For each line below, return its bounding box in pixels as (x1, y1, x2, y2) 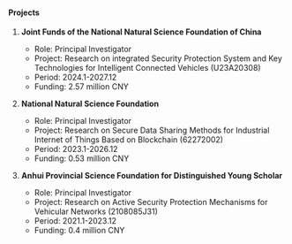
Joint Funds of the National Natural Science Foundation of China (20, 27, 262, 37)
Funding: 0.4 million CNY (34, 225, 125, 236)
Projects (8, 7, 41, 18)
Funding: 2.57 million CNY (34, 81, 129, 92)
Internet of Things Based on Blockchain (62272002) (34, 134, 224, 145)
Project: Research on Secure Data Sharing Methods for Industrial (34, 125, 270, 136)
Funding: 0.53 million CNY (34, 153, 130, 164)
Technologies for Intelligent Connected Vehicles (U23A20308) (34, 63, 261, 73)
